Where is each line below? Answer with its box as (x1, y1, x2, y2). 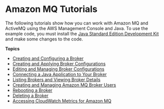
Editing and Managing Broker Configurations (12, 66, 104, 72)
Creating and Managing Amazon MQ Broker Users (12, 81, 116, 88)
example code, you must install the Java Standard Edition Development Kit (5, 30, 159, 36)
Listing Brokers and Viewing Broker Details (12, 76, 101, 82)
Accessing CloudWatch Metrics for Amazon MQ (12, 97, 112, 103)
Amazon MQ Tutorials (5, 3, 98, 15)
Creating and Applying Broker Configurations (12, 60, 106, 66)
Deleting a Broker (12, 92, 49, 98)
